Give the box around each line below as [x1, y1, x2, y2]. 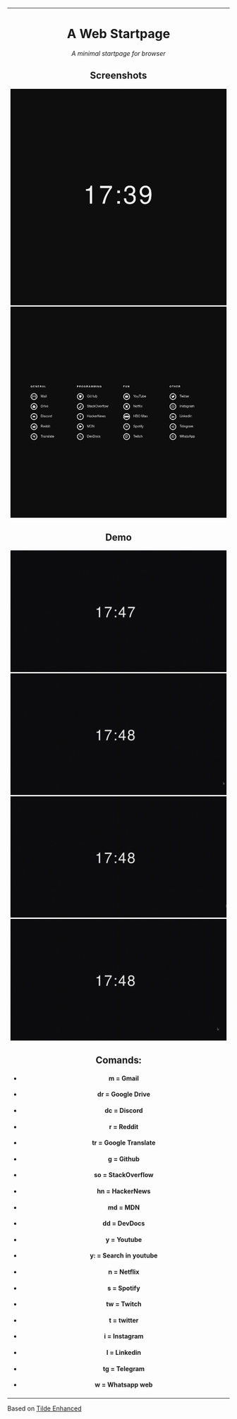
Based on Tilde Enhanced [7, 1404, 83, 1413]
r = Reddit [109, 1122, 139, 1131]
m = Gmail [108, 1073, 140, 1083]
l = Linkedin [106, 1348, 142, 1356]
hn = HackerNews [97, 1186, 151, 1195]
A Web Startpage [66, 25, 171, 42]
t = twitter [109, 1316, 139, 1324]
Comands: [95, 1054, 142, 1066]
